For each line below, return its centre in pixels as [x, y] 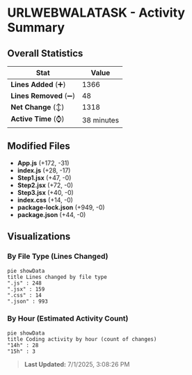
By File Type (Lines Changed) [58, 257]
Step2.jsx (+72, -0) [45, 185]
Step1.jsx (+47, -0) [44, 177]
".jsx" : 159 [26, 289]
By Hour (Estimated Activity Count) [68, 319]
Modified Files [39, 146]
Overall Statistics [45, 53]
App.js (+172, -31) [43, 163]
